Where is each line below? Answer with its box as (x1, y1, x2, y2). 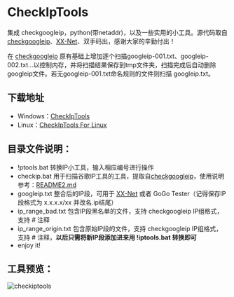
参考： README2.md (17, 180, 77, 189)
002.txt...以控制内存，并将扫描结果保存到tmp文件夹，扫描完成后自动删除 (7, 60, 216, 69)
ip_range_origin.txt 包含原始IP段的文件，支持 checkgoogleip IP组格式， (17, 224, 223, 233)
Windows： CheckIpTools (17, 111, 90, 120)
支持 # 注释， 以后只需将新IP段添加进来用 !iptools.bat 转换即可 (17, 233, 198, 242)
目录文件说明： (7, 143, 72, 155)
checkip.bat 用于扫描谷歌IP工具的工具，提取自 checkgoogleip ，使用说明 (17, 172, 224, 180)
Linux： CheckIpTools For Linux (17, 120, 107, 129)
